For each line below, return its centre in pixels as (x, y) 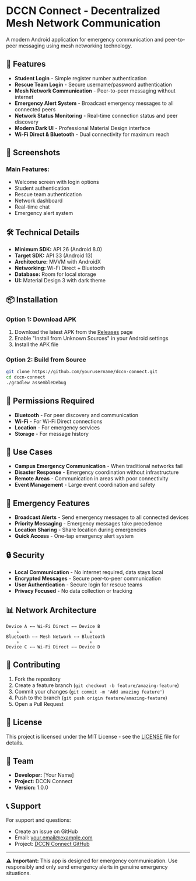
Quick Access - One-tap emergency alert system (74, 536)
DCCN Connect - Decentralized (83, 11)
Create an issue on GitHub (46, 832)
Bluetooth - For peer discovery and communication (76, 415)
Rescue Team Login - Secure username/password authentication (93, 84)
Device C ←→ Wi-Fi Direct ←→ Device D (53, 647)
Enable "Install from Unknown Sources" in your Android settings (91, 338)
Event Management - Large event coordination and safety (85, 485)
